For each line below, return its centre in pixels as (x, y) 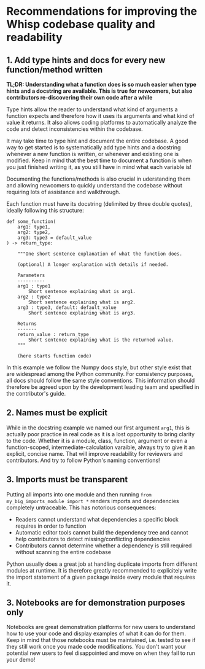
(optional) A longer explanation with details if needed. (93, 265)
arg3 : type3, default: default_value (67, 308)
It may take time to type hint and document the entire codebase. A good (97, 141)
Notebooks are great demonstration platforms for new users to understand (101, 627)
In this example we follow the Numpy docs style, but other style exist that (99, 367)
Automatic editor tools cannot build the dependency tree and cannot (102, 532)
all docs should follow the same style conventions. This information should (101, 380)
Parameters (31, 275)
